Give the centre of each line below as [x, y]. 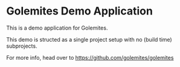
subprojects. [22, 46]
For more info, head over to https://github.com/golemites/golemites [90, 57]
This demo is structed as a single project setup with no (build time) [89, 39]
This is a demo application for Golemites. [57, 28]
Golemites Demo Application [79, 11]
